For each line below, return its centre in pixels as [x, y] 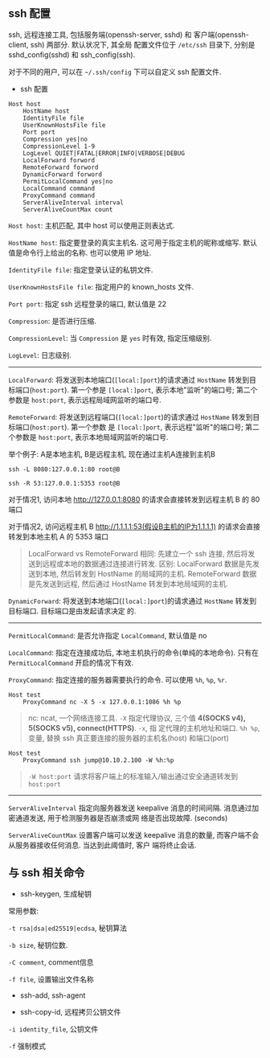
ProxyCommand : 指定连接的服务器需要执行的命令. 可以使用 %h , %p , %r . [118, 679]
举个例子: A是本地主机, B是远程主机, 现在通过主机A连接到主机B [112, 454]
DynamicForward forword [63, 174]
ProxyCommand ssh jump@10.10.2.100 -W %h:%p [98, 760]
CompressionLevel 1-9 [59, 146]
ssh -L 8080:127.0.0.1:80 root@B [64, 469]
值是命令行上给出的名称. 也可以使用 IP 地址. [80, 252]
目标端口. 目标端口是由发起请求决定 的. [72, 611]
